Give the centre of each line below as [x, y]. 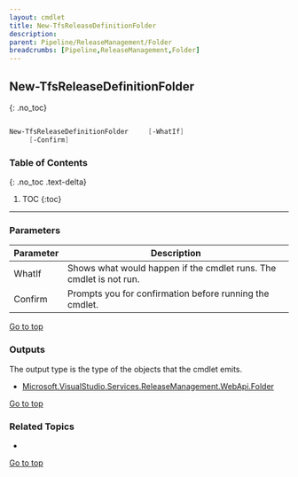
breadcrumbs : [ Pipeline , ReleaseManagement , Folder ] [105, 51]
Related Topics [42, 426]
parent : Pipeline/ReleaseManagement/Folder [91, 42]
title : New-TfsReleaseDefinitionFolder [83, 26]
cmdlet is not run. [103, 279]
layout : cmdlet [37, 17]
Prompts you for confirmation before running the [168, 293]
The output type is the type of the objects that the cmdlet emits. [126, 369]
